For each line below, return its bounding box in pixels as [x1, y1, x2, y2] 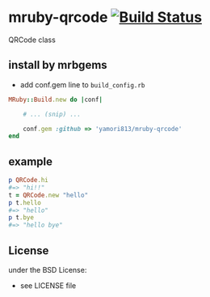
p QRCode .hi [8, 176, 48, 185]
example [8, 155, 53, 168]
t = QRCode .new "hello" [8, 191, 89, 199]
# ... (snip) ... [23, 110, 82, 118]
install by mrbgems [8, 58, 107, 72]
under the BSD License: [8, 265, 87, 274]
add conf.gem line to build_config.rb [19, 79, 145, 89]
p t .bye [8, 214, 35, 222]
